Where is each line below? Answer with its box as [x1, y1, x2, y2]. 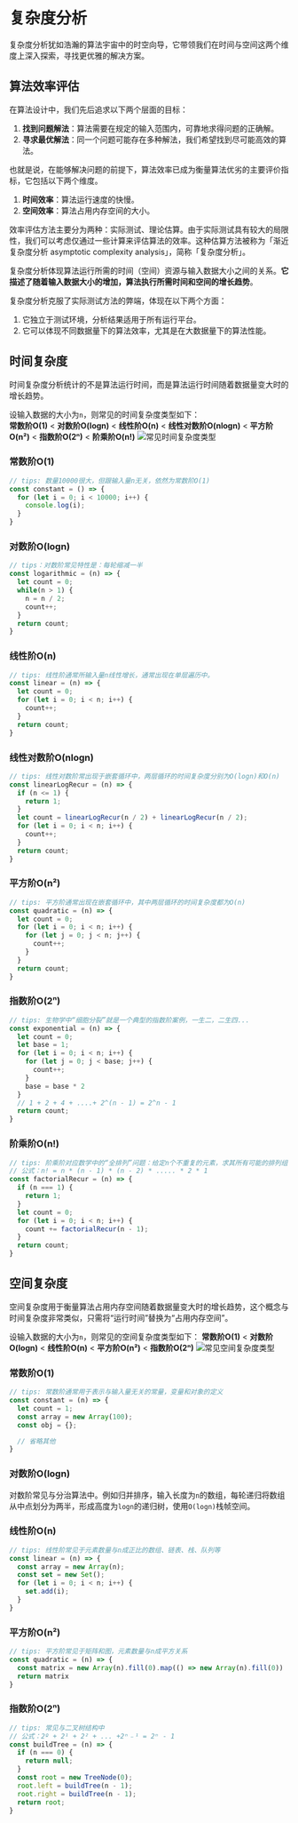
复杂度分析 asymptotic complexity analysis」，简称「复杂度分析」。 [9, 246, 251, 257]
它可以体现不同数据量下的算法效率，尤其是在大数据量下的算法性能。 [21, 325, 271, 336]
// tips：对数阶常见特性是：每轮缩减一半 [9, 561, 144, 570]
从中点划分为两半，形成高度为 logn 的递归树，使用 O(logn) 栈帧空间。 [9, 1500, 255, 1511]
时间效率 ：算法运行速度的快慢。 [21, 194, 139, 204]
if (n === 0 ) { [17, 1748, 74, 1757]
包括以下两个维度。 [32, 175, 103, 186]
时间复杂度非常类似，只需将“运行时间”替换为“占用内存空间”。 [9, 1312, 233, 1323]
